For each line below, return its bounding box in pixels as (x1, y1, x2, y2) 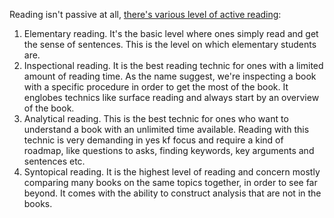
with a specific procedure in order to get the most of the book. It (23, 81, 289, 93)
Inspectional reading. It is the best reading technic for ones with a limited (23, 60, 324, 71)
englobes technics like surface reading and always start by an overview (23, 92, 320, 103)
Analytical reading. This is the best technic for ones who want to (23, 113, 289, 124)
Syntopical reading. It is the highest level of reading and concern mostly (23, 166, 321, 178)
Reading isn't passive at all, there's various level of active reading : (9, 9, 282, 20)
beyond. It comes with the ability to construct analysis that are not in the (23, 187, 322, 199)
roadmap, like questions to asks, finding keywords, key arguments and (23, 145, 315, 156)
